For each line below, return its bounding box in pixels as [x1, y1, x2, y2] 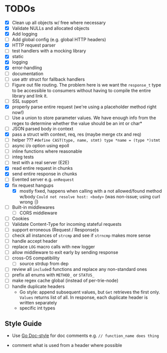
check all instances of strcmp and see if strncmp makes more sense [12, 232, 151, 238]
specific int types [19, 305, 56, 311]
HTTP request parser [12, 42, 56, 48]
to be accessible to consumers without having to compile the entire [12, 87, 151, 93]
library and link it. [12, 93, 48, 99]
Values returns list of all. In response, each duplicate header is [19, 294, 148, 300]
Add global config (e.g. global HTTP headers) [12, 37, 106, 43]
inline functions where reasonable [12, 148, 82, 154]
